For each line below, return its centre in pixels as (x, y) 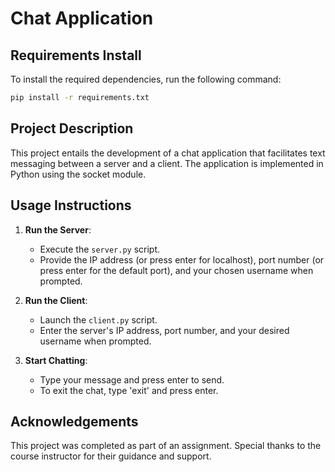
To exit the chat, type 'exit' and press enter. (129, 390)
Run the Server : (58, 229)
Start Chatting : (56, 360)
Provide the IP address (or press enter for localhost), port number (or (182, 259)
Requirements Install (76, 55)
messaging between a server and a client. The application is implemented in (167, 163)
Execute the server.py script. (100, 249)
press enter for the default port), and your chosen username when (176, 270)
